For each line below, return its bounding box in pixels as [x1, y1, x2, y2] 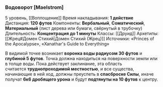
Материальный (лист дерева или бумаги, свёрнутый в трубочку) [5, 25, 143, 31]
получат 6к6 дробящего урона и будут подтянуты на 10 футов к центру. [5, 76, 158, 82]
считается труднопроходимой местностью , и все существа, [5, 66, 135, 72]
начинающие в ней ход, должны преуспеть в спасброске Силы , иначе [5, 71, 154, 77]
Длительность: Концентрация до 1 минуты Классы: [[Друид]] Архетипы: [5, 31, 159, 37]
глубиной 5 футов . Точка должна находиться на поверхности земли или [5, 56, 158, 62]
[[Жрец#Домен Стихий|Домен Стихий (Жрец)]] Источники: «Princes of [5, 36, 154, 42]
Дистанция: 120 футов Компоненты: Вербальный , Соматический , [5, 20, 145, 26]
